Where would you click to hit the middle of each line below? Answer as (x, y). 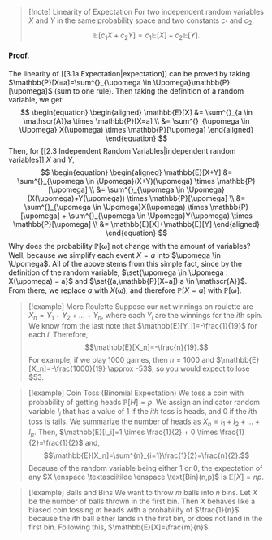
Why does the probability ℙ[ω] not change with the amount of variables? (130, 246)
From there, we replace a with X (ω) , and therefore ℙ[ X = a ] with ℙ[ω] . (125, 290)
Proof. (19, 55)
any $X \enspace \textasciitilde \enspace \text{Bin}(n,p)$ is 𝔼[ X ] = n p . (146, 477)
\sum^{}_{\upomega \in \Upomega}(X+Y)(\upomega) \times (116, 181)
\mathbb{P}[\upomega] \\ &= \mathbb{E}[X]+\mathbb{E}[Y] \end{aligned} (136, 224)
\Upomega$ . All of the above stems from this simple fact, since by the (125, 263)
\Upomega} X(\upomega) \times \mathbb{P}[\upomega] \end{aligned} (136, 129)
